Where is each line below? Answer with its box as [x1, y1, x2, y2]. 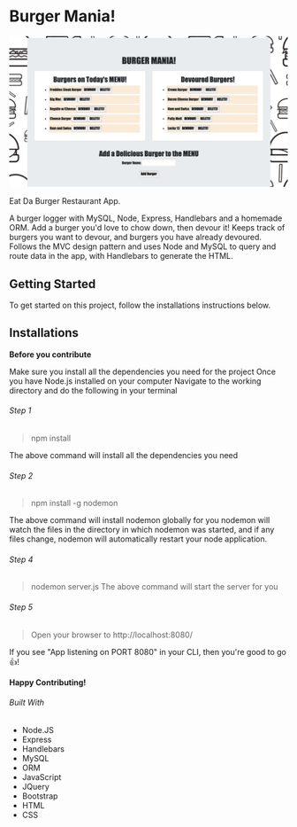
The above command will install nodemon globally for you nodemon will [9, 515, 270, 526]
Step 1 [9, 405, 32, 416]
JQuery [21, 781, 50, 792]
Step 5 [9, 601, 34, 612]
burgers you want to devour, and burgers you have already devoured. [9, 232, 263, 243]
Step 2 [9, 470, 34, 480]
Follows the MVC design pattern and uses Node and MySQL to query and [9, 241, 277, 252]
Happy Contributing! [9, 676, 87, 688]
